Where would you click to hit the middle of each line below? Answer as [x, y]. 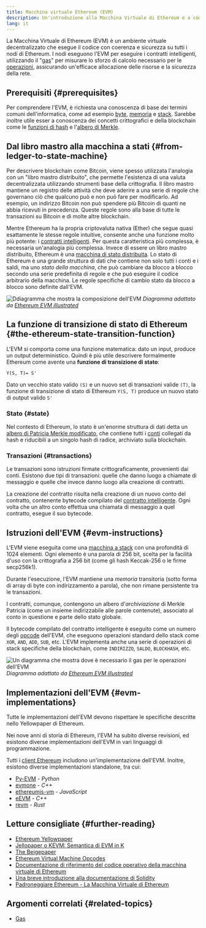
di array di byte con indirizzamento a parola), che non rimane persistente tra [102, 586]
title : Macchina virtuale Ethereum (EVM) [60, 12]
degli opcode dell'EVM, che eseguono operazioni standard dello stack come [103, 635]
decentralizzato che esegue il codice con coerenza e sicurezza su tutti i [97, 47]
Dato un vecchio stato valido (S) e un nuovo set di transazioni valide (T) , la [101, 385]
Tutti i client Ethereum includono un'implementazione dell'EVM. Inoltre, [96, 761]
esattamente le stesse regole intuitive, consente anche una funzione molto [100, 235]
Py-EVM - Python [37, 779]
